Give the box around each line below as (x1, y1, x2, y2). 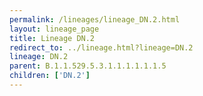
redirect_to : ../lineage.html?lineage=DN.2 (9, 42, 194, 53)
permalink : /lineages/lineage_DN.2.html (9, 14, 181, 25)
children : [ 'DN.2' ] (9, 71, 91, 81)
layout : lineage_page (9, 24, 100, 34)
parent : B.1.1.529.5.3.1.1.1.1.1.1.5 (9, 61, 167, 71)
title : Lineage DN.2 (9, 33, 96, 43)
